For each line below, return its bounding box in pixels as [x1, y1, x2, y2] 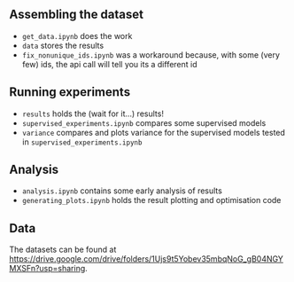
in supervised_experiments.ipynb [21, 137, 143, 147]
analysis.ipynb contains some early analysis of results [21, 185, 223, 196]
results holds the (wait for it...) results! [21, 108, 164, 119]
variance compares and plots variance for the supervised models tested [21, 127, 286, 137]
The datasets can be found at [9, 244, 117, 255]
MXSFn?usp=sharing [9, 263, 86, 274]
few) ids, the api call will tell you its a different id [21, 59, 197, 69]
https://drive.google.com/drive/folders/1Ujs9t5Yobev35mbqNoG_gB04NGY [9, 254, 283, 264]
